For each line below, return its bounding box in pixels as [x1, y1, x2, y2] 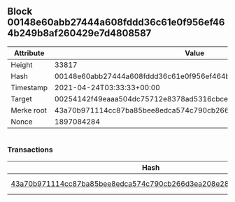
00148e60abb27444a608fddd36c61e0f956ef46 [7, 17, 225, 29]
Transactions [7, 145, 54, 154]
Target [10, 94, 33, 103]
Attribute [13, 48, 45, 58]
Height [10, 59, 33, 69]
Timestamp [10, 82, 48, 92]
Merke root [10, 105, 48, 115]
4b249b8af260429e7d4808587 [7, 27, 152, 39]
